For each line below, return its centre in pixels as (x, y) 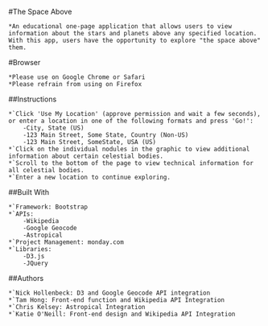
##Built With (29, 192)
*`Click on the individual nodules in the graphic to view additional (129, 149)
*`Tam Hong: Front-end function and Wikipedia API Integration (117, 300)
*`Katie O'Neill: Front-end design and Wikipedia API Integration (122, 314)
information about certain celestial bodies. (86, 156)
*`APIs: (21, 214)
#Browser (25, 62)
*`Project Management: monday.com (66, 242)
